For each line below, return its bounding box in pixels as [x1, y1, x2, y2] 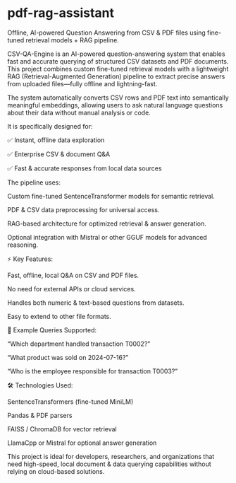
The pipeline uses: [7, 178, 61, 187]
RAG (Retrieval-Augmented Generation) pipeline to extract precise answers [7, 72, 225, 81]
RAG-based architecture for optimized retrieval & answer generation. [7, 219, 206, 228]
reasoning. [7, 240, 39, 249]
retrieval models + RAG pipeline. [25, 35, 120, 44]
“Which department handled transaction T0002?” [7, 339, 151, 348]
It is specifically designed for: [7, 122, 93, 130]
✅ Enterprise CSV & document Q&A [7, 150, 111, 158]
